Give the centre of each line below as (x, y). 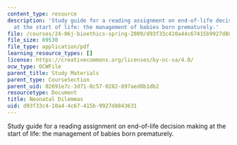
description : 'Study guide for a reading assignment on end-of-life (110, 21)
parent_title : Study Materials (53, 73)
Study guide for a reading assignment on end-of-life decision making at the (117, 126)
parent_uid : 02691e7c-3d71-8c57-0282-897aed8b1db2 (83, 86)
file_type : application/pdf (49, 47)
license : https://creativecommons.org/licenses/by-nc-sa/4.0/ (101, 60)
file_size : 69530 (33, 40)
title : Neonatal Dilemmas (45, 100)
